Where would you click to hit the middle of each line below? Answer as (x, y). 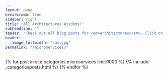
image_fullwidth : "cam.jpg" (41, 43)
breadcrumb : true (23, 15)
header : (13, 38)
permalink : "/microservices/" (37, 47)
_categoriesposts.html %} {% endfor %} (47, 67)
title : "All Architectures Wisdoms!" (45, 24)
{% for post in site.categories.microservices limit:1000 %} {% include (77, 61)
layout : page (19, 10)
